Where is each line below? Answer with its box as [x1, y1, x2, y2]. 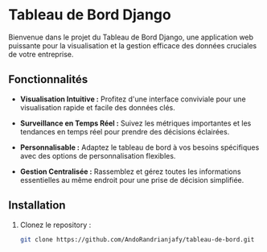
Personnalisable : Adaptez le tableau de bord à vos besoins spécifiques [19, 143, 260, 152]
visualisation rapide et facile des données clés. [19, 102, 175, 112]
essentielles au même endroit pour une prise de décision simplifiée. [19, 175, 244, 184]
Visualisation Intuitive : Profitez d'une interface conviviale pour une [19, 94, 247, 104]
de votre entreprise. [8, 49, 74, 59]
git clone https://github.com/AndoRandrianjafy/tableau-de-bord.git [19, 235, 255, 243]
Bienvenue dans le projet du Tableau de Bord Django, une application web [8, 32, 254, 42]
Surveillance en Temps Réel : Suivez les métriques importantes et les [19, 118, 252, 128]
